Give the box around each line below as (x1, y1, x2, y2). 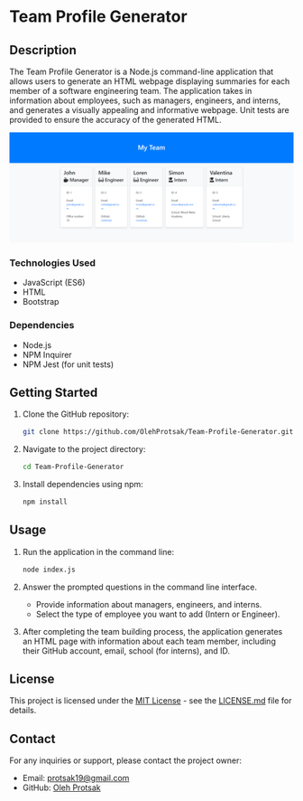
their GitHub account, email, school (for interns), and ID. (22, 645, 231, 656)
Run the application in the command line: (22, 546, 174, 557)
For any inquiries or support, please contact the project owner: (9, 755, 242, 766)
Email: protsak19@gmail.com (22, 773, 130, 784)
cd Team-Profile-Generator (22, 463, 124, 472)
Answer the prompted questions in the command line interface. (22, 581, 258, 592)
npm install (22, 497, 68, 507)
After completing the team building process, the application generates (22, 626, 283, 636)
